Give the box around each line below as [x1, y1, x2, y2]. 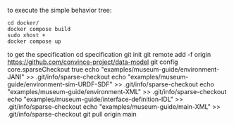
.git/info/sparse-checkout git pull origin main [7, 110, 137, 118]
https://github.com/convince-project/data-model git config [7, 58, 178, 66]
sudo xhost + [7, 32, 46, 39]
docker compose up [7, 38, 61, 45]
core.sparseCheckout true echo [7, 65, 100, 73]
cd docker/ [7, 20, 39, 27]
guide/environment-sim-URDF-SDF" [7, 80, 113, 88]
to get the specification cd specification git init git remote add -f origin [7, 51, 211, 58]
